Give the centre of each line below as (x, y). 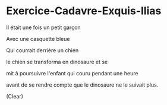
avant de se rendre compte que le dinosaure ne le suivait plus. (82, 85)
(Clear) (15, 96)
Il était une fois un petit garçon (44, 27)
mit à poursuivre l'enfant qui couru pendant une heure (72, 73)
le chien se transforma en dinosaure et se (57, 62)
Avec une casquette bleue (38, 39)
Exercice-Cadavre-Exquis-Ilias (84, 11)
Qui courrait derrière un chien (42, 50)
